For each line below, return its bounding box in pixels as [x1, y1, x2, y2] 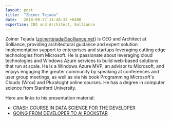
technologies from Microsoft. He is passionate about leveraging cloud [5, 52, 153, 58]
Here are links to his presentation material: [5, 95, 95, 101]
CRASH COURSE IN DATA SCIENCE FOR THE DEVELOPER [12, 105, 136, 111]
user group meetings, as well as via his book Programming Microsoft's [5, 74, 155, 80]
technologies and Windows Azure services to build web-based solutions [5, 57, 159, 64]
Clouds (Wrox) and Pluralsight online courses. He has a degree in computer [5, 79, 165, 86]
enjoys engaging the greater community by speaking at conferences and [5, 69, 159, 75]
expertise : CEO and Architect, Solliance [5, 22, 96, 27]
